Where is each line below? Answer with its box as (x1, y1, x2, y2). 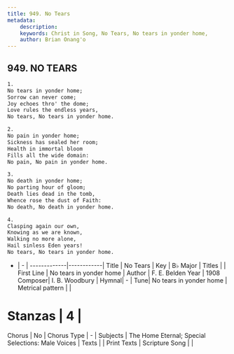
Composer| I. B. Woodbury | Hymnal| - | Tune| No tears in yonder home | (17, 276, 228, 284)
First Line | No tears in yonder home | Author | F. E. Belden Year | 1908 (17, 269, 221, 277)
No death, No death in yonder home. (7, 204, 114, 211)
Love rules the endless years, (7, 106, 99, 114)
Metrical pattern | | (17, 283, 72, 292)
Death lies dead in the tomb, (7, 190, 96, 198)
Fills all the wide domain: (7, 152, 90, 159)
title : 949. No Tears (7, 10, 71, 17)
